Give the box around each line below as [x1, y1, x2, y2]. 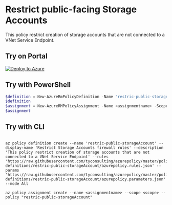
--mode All [5, 181, 29, 186]
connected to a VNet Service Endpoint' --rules [5, 154, 109, 159]
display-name [5, 145, 33, 150]
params [5, 167, 19, 173]
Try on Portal [5, 52, 48, 61]
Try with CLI [5, 122, 45, 132]
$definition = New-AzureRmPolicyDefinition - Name [5, 94, 114, 99]
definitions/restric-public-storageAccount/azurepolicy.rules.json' [5, 163, 155, 168]
